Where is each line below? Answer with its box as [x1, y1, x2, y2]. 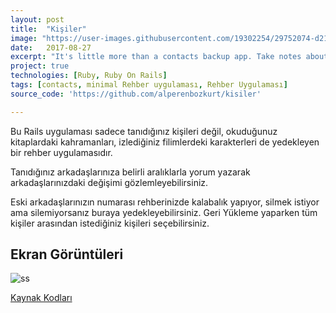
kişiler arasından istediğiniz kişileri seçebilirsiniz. [10, 217, 210, 229]
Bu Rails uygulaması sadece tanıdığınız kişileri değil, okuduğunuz [10, 125, 278, 137]
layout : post [10, 14, 65, 25]
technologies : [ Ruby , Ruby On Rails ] [10, 71, 168, 81]
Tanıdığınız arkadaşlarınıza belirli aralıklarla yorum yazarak [10, 166, 251, 178]
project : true [10, 61, 70, 71]
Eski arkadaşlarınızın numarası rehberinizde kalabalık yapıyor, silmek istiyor [10, 196, 320, 208]
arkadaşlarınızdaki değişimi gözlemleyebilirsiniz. [10, 176, 209, 188]
